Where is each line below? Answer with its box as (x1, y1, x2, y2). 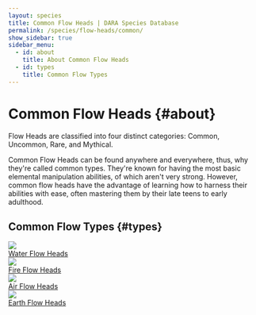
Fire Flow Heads (8, 265, 62, 275)
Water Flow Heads (8, 249, 69, 259)
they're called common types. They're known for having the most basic (8, 163, 242, 173)
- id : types (15, 63, 55, 71)
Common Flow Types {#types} (8, 220, 162, 233)
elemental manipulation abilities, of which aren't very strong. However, (8, 171, 238, 181)
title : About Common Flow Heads (22, 56, 129, 64)
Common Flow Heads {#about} (8, 105, 216, 123)
